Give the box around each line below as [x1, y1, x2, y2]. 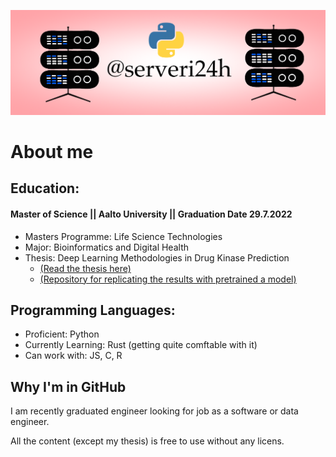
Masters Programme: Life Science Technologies [24, 230, 223, 242]
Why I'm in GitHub [10, 378, 127, 395]
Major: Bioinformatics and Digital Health [24, 241, 189, 253]
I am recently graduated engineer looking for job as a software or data [10, 405, 299, 417]
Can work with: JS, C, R [24, 350, 123, 362]
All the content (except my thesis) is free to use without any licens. [10, 435, 285, 447]
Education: [10, 180, 80, 197]
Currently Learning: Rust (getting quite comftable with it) [24, 339, 258, 351]
